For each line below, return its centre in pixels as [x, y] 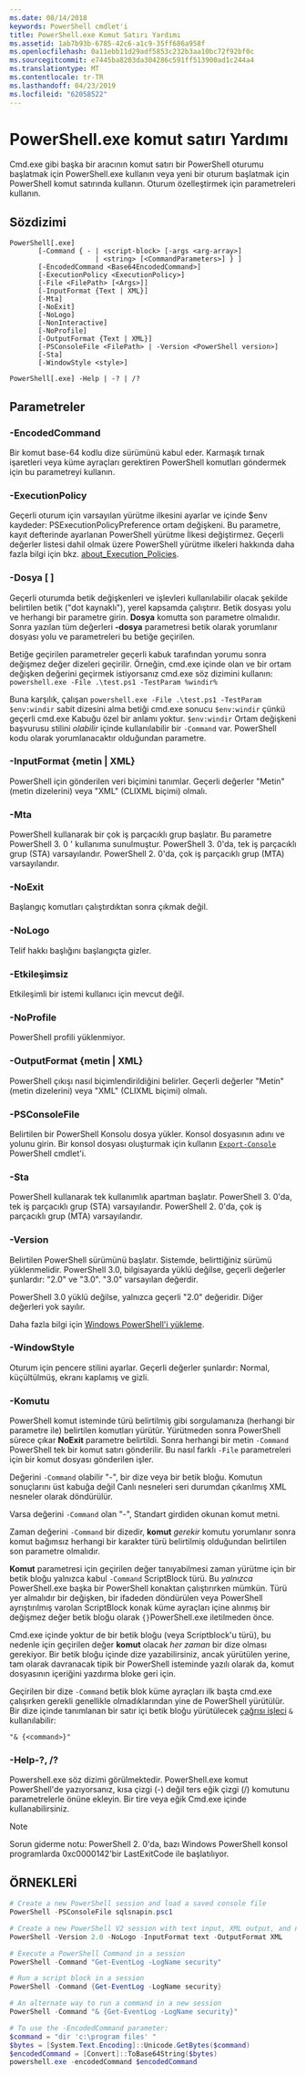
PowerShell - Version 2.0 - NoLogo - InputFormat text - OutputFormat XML [146, 1937]
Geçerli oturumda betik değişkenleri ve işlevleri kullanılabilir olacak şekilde [149, 597]
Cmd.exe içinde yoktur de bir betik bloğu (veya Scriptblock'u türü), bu [140, 1635]
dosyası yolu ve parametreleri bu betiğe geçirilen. [102, 636]
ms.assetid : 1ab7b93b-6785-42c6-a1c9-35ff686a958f [107, 43]
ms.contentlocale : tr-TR [56, 77]
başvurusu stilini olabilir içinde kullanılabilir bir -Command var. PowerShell [143, 728]
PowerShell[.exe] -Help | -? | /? [75, 379]
